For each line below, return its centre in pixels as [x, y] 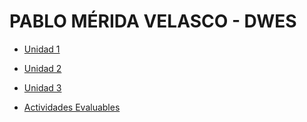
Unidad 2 [42, 68]
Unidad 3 [42, 87]
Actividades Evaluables [72, 107]
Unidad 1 [42, 49]
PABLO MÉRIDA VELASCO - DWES [153, 21]
